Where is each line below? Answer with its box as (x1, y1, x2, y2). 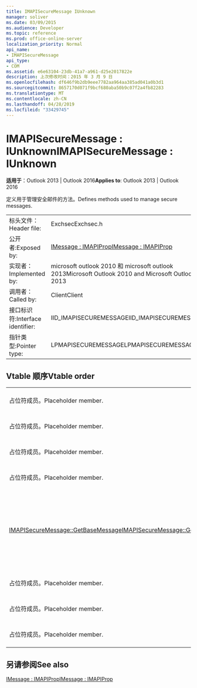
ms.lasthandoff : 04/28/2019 (6, 101, 75, 107)
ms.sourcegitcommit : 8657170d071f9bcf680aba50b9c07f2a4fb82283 (6, 85, 164, 91)
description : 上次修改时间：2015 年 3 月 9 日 (6, 74, 113, 80)
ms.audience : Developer (6, 25, 64, 31)
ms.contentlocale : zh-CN (6, 96, 67, 101)
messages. (6, 202, 33, 209)
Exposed (16, 244, 41, 252)
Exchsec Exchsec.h (50, 220, 103, 228)
